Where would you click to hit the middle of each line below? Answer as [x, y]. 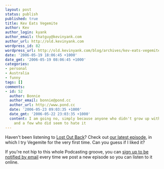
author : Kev [17, 28]
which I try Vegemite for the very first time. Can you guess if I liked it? [75, 142]
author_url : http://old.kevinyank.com [44, 42]
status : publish [21, 14]
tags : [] [14, 82]
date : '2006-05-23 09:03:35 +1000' [46, 110]
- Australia [17, 73]
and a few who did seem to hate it [50, 123]
